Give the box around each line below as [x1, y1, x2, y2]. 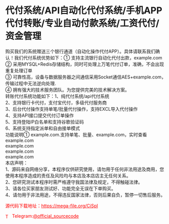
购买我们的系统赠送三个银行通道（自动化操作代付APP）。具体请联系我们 [5, 48, 156, 54]
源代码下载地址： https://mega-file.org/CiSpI [5, 202, 98, 209]
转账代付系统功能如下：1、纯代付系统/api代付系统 [5, 93, 110, 99]
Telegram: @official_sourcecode [12, 213, 79, 219]
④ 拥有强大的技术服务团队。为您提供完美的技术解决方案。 [5, 87, 130, 93]
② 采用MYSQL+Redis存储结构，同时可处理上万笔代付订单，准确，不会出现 [5, 61, 164, 67]
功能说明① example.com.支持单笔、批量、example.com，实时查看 [5, 131, 147, 137]
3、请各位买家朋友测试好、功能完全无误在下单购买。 [5, 185, 116, 191]
